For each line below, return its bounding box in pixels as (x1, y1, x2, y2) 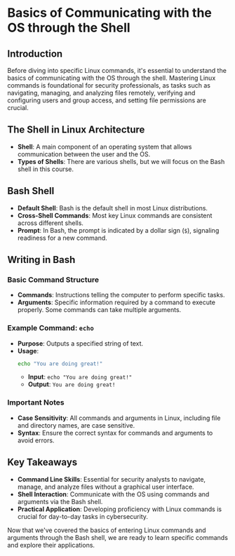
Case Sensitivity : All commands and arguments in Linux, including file (17, 414, 221, 422)
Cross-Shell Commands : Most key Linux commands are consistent (17, 211, 213, 219)
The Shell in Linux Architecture (7, 124, 145, 136)
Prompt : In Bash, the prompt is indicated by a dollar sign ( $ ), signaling (17, 226, 220, 234)
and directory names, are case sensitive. (17, 421, 135, 429)
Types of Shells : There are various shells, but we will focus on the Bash (17, 157, 225, 165)
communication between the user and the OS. (17, 149, 151, 158)
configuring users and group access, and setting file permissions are (7, 96, 207, 104)
